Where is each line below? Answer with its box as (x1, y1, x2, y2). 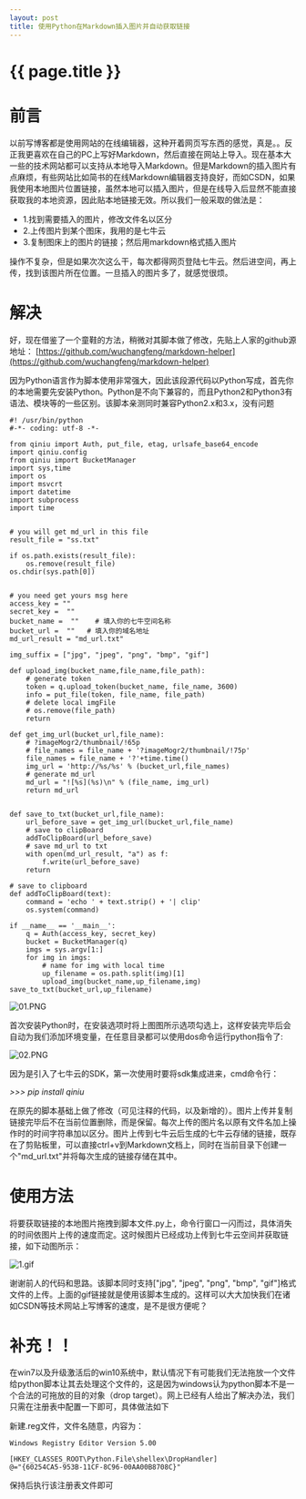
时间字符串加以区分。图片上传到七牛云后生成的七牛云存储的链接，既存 (33, 1127, 297, 1138)
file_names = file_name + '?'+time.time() (25, 753, 189, 763)
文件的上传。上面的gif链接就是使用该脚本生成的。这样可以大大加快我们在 (9, 1289, 283, 1300)
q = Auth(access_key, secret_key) (25, 929, 157, 938)
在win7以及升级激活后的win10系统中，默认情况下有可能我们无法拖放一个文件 (9, 1367, 296, 1378)
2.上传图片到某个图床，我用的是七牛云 (22, 225, 167, 236)
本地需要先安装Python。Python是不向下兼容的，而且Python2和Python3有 (16, 386, 293, 397)
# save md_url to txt (25, 841, 107, 851)
